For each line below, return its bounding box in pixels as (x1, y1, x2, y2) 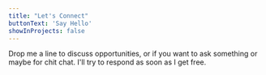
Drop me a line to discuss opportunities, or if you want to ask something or (8, 49, 258, 59)
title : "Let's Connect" (8, 11, 89, 20)
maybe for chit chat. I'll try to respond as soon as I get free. (8, 57, 207, 67)
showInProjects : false (8, 27, 85, 35)
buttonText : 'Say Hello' (8, 19, 92, 27)
